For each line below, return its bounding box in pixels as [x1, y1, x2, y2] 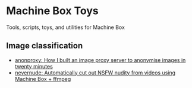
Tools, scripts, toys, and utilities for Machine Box [6, 24, 125, 31]
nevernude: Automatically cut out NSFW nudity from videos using [14, 69, 176, 76]
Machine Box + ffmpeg [14, 75, 71, 82]
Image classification [6, 41, 83, 51]
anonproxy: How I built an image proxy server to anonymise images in [14, 56, 186, 63]
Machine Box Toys [6, 4, 99, 18]
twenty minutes [14, 63, 53, 70]
